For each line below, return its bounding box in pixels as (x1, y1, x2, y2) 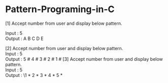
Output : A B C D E (5, 35, 44, 41)
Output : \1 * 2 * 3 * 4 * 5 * (5, 72, 63, 78)
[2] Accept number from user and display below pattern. (5, 45, 123, 51)
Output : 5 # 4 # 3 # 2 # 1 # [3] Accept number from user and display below (5, 56, 163, 62)
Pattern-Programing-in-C (5, 4, 115, 15)
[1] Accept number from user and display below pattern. (5, 20, 122, 26)
